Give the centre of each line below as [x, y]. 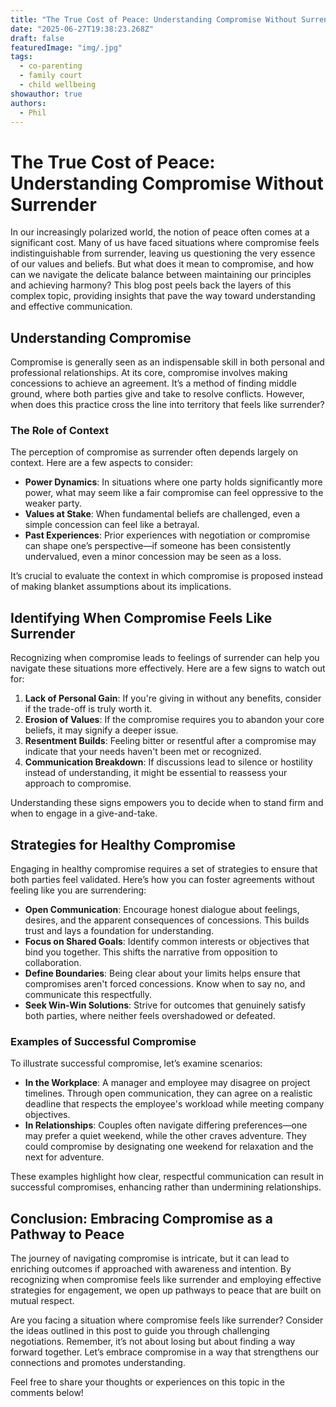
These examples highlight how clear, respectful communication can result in [167, 1177]
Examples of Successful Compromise [103, 1041]
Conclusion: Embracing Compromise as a [141, 1218]
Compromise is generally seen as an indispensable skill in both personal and [167, 362]
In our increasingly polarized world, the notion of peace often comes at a [160, 232]
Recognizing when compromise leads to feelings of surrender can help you [165, 658]
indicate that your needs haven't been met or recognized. [143, 752]
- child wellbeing [58, 85]
